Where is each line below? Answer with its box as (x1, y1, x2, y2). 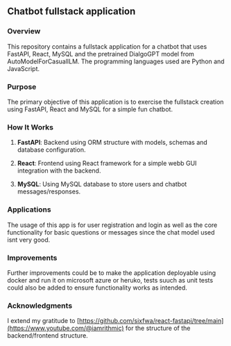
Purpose (7, 81, 37, 91)
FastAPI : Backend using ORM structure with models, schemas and (17, 139, 208, 147)
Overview (7, 26, 41, 36)
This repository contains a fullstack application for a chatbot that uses (7, 42, 207, 51)
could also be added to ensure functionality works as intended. (7, 283, 187, 292)
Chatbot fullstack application (7, 6, 136, 17)
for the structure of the (125, 324, 191, 333)
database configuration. (17, 146, 86, 154)
